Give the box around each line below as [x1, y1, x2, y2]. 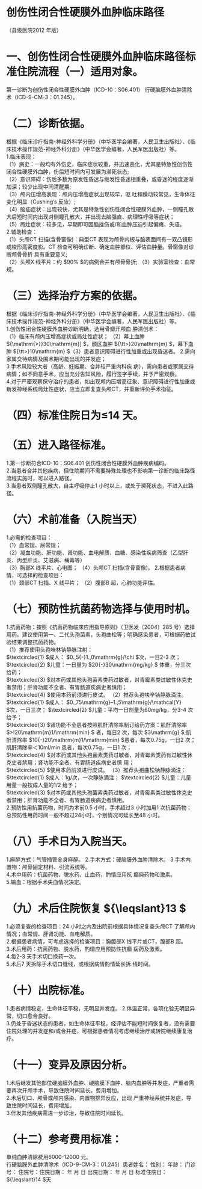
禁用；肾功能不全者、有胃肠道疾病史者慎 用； [22, 759, 134, 766]
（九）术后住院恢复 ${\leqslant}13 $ [6, 901, 186, 915]
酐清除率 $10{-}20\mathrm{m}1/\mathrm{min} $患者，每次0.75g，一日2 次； [6, 736, 196, 743]
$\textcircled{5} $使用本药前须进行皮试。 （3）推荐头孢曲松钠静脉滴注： [6, 766, 186, 773]
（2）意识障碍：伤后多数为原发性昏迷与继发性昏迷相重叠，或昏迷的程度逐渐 [6, 175, 194, 182]
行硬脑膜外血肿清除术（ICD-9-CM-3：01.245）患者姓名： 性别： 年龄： [6, 1161, 184, 1168]
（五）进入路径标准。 [6, 439, 112, 452]
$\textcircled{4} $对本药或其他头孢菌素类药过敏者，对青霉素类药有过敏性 [6, 751, 188, 758]
